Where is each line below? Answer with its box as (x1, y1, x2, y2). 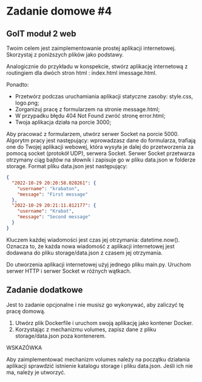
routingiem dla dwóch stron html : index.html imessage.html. (6, 69, 157, 77)
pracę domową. (6, 307, 45, 315)
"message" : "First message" (17, 191, 88, 197)
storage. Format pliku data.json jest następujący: (6, 163, 128, 169)
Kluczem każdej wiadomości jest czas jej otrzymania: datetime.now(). (6, 236, 180, 244)
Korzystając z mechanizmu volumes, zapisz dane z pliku (15, 326, 157, 333)
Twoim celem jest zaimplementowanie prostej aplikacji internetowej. (6, 44, 176, 52)
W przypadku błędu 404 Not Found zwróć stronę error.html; (15, 112, 166, 119)
